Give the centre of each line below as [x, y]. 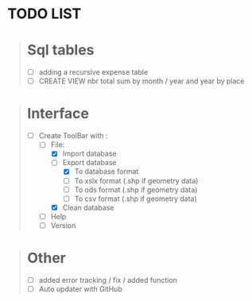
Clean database [88, 207]
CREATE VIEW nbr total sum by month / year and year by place [142, 81]
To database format [107, 172]
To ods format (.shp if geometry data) [136, 189]
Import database [89, 154]
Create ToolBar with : [73, 136]
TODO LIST [45, 14]
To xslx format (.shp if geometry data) [136, 180]
